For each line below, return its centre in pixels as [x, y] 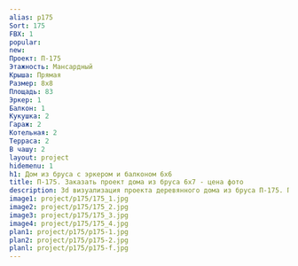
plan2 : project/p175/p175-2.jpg [69, 240]
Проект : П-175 [35, 59]
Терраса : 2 [29, 141]
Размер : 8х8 [31, 83]
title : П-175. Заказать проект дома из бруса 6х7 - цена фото [126, 183]
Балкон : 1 [27, 108]
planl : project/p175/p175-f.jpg [69, 248]
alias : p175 [31, 17]
